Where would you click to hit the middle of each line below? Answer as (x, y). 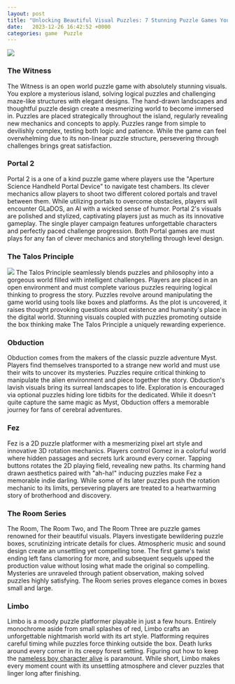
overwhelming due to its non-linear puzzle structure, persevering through (113, 138)
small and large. (30, 588)
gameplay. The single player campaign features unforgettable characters (112, 223)
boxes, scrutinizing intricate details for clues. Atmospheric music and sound (116, 543)
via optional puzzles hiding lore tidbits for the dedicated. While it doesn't (112, 395)
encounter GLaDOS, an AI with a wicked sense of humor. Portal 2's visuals (114, 208)
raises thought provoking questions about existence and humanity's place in (117, 310)
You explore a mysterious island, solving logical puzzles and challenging (111, 93)
